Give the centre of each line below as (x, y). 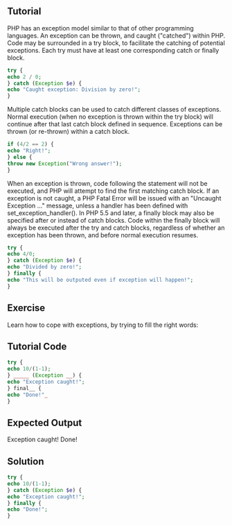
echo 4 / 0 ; (21, 254)
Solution (26, 461)
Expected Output (45, 423)
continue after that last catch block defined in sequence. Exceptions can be (115, 124)
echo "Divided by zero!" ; (44, 267)
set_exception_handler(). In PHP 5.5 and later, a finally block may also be (111, 213)
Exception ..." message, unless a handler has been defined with (98, 205)
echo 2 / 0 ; (24, 77)
